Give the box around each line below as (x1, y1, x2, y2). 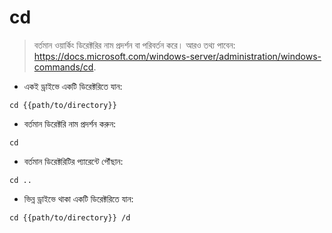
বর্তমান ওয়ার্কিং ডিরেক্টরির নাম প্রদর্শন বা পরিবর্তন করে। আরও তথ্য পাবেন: (33, 39, 236, 51)
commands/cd (33, 61, 94, 73)
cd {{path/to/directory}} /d (9, 212, 131, 223)
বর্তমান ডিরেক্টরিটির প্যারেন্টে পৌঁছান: (23, 155, 124, 167)
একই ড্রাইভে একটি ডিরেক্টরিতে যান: (23, 80, 123, 92)
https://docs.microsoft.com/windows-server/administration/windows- (33, 50, 322, 62)
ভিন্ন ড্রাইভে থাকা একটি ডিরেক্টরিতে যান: (23, 192, 134, 205)
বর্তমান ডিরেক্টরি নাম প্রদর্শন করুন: (23, 117, 117, 130)
